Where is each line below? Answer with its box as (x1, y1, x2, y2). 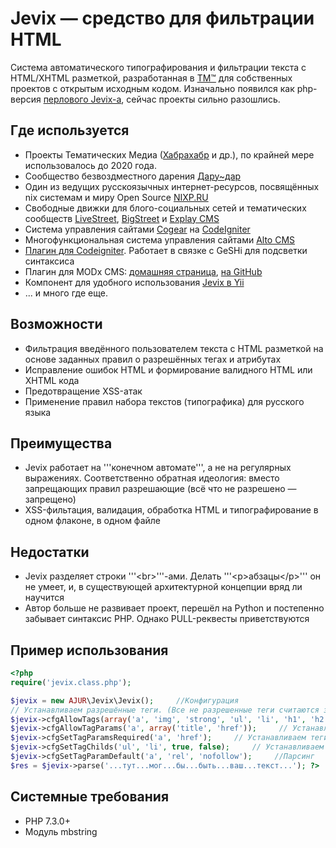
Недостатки (10, 543, 90, 561)
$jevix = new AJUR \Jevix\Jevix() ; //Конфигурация (10, 695, 240, 706)
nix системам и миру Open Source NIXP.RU (24, 191, 209, 203)
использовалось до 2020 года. (24, 159, 157, 171)
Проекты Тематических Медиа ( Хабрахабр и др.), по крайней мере (24, 148, 315, 161)
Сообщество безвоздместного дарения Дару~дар (24, 170, 242, 182)
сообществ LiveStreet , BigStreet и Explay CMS (24, 212, 220, 224)
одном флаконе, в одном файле (24, 515, 161, 527)
